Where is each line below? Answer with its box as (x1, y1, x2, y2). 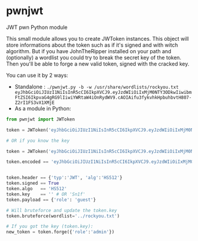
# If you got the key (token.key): (6, 223, 94, 230)
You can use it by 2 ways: (6, 71, 68, 79)
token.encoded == (6, 159, 49, 165)
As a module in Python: (14, 105, 71, 112)
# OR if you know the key (6, 138, 70, 144)
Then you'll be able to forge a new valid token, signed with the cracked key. (6, 60, 190, 67)
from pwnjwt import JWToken (6, 116, 75, 122)
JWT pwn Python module (6, 24, 68, 31)
